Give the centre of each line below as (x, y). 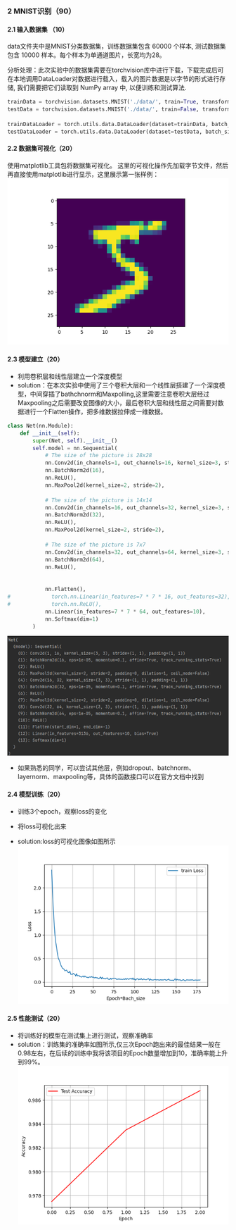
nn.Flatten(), (65, 590)
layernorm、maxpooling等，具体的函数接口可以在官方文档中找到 (111, 777)
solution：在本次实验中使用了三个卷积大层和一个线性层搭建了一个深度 (118, 385)
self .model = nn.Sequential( (75, 448)
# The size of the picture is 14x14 (98, 500)
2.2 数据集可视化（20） (41, 149)
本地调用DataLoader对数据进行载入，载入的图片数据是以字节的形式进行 (116, 79)
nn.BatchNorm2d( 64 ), (75, 559)
